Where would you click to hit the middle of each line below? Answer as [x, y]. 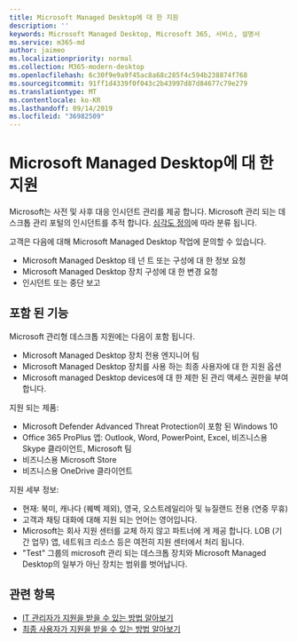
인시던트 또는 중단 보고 [61, 283]
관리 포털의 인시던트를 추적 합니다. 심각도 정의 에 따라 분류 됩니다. [145, 223]
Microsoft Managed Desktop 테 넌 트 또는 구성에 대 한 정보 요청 [134, 261]
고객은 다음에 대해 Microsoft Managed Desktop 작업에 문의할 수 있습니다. [138, 242]
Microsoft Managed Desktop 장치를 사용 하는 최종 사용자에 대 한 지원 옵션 [152, 366]
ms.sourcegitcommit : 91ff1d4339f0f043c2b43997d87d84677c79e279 [129, 83]
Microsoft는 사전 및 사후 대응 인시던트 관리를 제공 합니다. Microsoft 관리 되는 [143, 212]
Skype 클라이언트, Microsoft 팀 [77, 448]
